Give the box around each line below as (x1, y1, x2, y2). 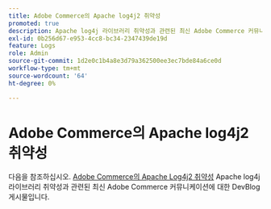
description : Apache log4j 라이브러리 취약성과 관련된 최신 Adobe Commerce (8, 27, 245, 35)
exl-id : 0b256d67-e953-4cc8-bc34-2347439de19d (8, 34, 168, 43)
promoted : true (8, 19, 60, 27)
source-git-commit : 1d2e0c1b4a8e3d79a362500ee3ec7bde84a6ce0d (8, 57, 222, 65)
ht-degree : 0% (8, 79, 56, 87)
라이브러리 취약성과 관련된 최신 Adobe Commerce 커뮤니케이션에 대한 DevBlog (8, 182, 261, 192)
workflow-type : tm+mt (8, 65, 81, 73)
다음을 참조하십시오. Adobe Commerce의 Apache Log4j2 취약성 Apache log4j (8, 172, 261, 182)
